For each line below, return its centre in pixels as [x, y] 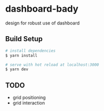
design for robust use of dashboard [43, 23]
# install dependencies [31, 51]
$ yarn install [21, 55]
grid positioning [29, 98]
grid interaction [29, 103]
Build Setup [24, 39]
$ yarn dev [17, 69]
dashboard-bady [42, 9]
